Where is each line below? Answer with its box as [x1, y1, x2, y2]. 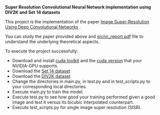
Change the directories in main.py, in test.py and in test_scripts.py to [12, 78, 151, 84]
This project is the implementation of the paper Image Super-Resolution [5, 19, 150, 24]
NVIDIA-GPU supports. [12, 63, 59, 69]
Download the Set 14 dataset [12, 68, 70, 74]
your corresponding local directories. [12, 84, 87, 90]
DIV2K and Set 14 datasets [5, 9, 60, 15]
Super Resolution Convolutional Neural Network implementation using [5, 4, 151, 10]
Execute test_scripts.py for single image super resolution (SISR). [12, 105, 142, 110]
